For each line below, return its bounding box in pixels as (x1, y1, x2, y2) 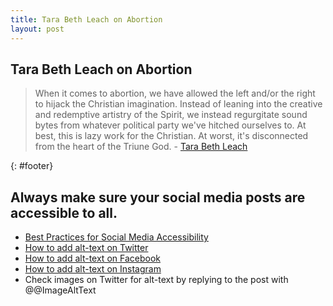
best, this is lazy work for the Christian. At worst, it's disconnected (34, 130, 309, 142)
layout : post (10, 24, 65, 34)
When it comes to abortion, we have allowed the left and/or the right (34, 87, 316, 100)
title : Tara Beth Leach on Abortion (10, 14, 163, 25)
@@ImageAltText (24, 284, 97, 296)
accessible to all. (10, 204, 118, 221)
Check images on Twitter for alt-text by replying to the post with (24, 274, 289, 286)
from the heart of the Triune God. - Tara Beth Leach (34, 141, 248, 153)
